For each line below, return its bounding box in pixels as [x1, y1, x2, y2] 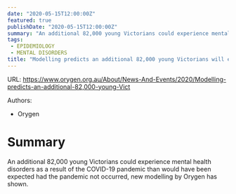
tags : [7, 36, 23, 43]
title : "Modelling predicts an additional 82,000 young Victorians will [7, 56, 225, 63]
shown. [7, 179, 29, 188]
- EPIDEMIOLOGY [10, 43, 55, 50]
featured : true [7, 17, 52, 24]
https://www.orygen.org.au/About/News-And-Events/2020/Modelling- [22, 75, 227, 83]
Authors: [7, 96, 32, 104]
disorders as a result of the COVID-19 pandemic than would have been [7, 165, 211, 173]
